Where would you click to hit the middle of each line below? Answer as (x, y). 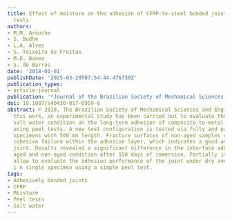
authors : (20, 26)
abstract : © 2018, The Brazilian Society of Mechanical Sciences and (109, 110)
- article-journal (33, 90)
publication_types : (35, 84)
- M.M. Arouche (29, 33)
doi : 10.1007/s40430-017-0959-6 (54, 103)
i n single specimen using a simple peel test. (83, 167)
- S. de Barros (29, 65)
